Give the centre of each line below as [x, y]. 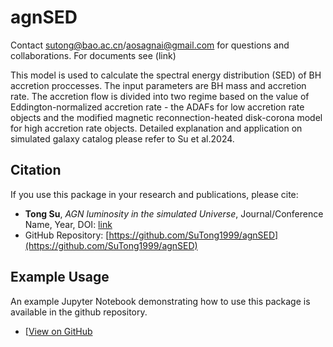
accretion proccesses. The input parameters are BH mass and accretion [158, 85]
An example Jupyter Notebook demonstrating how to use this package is [160, 301]
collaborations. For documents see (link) [93, 55]
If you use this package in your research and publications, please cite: [154, 194]
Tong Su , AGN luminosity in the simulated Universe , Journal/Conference [174, 213]
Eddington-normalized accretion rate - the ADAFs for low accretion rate [157, 107]
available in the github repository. [79, 312]
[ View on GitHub [58, 331]
